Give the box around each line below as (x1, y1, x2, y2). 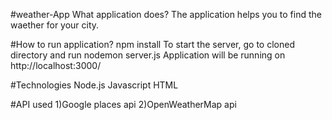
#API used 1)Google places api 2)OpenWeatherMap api (10, 99, 237, 110)
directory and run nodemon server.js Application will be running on (10, 49, 286, 61)
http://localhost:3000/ (10, 60, 102, 71)
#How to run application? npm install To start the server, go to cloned (10, 39, 295, 50)
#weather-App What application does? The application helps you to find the (10, 9, 322, 20)
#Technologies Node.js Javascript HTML (10, 79, 179, 91)
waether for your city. (10, 19, 100, 31)
